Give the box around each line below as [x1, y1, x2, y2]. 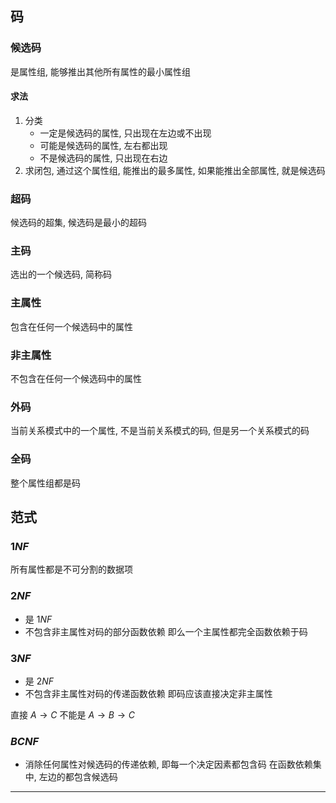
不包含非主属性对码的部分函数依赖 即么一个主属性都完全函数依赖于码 [24, 625, 308, 637]
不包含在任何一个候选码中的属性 [10, 373, 142, 385]
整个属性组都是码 [10, 477, 81, 489]
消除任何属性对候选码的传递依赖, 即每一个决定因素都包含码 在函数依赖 [24, 758, 313, 771]
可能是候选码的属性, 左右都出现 [39, 139, 168, 151]
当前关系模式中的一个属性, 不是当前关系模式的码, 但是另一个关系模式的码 [10, 425, 310, 437]
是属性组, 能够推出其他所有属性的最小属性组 [10, 65, 191, 77]
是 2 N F [24, 675, 55, 687]
